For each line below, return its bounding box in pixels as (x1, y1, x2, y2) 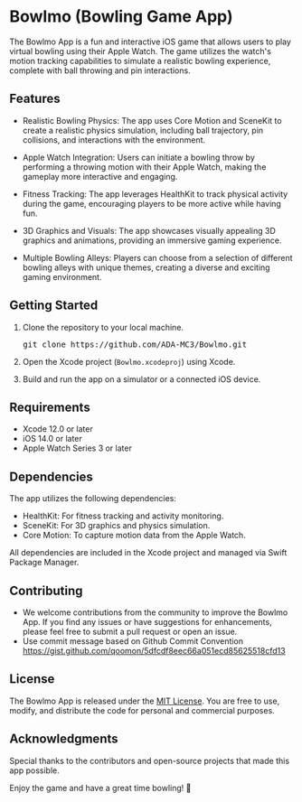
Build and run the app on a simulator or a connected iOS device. (22, 373, 261, 385)
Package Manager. (9, 557, 80, 568)
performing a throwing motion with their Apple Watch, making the (22, 161, 267, 173)
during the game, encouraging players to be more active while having (22, 198, 282, 209)
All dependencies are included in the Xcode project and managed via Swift (9, 547, 288, 558)
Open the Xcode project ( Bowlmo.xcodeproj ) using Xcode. (22, 356, 236, 367)
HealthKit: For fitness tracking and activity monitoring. (22, 510, 224, 521)
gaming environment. (22, 271, 102, 282)
